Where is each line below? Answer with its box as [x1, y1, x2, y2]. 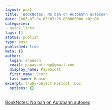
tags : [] [5, 30, 23, 35]
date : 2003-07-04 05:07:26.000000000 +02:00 [5, 16, 99, 21]
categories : [5, 21, 30, 26]
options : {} [9, 85, 35, 91]
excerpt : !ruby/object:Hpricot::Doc [5, 81, 81, 86]
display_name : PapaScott [9, 67, 61, 72]
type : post [5, 40, 28, 45]
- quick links [5, 26, 35, 31]
